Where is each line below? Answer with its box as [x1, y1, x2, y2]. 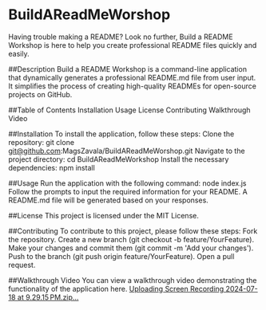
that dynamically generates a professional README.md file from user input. [8, 73, 256, 82]
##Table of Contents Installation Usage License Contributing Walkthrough [8, 105, 251, 115]
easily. [8, 49, 30, 58]
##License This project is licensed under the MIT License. [8, 210, 200, 220]
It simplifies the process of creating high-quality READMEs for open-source [8, 81, 257, 91]
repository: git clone [8, 137, 74, 147]
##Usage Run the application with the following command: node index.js [8, 178, 247, 188]
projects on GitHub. [8, 89, 73, 99]
